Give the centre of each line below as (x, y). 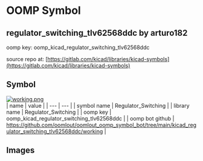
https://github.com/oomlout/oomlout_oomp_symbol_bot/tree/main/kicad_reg (101, 125)
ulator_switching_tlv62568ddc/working (55, 131)
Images (21, 150)
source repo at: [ (27, 59)
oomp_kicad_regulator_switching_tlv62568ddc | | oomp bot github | (90, 118)
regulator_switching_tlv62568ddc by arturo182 (97, 33)
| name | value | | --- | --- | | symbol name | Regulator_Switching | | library (98, 105)
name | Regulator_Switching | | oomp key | (59, 112)
